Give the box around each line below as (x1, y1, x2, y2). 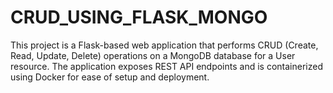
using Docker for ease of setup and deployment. (10, 71, 210, 83)
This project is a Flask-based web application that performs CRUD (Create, (10, 39, 319, 51)
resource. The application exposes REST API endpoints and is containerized (10, 60, 323, 72)
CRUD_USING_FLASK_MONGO (10, 6, 268, 29)
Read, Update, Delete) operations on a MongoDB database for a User (10, 49, 296, 61)
